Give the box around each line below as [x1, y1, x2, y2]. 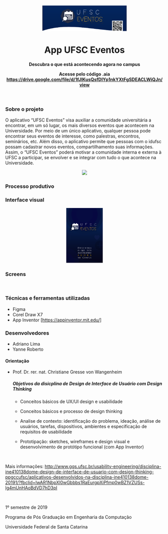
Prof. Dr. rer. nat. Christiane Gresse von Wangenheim [12, 369, 122, 375]
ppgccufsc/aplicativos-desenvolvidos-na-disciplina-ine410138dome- [5, 474, 149, 480]
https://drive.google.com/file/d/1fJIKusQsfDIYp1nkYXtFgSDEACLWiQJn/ [6, 76, 163, 82]
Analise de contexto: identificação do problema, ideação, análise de [20, 418, 161, 424]
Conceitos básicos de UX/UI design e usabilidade [20, 398, 123, 405]
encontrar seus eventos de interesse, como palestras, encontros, [5, 133, 140, 139]
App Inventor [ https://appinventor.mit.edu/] [12, 317, 102, 323]
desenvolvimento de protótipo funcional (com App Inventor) [20, 444, 144, 450]
